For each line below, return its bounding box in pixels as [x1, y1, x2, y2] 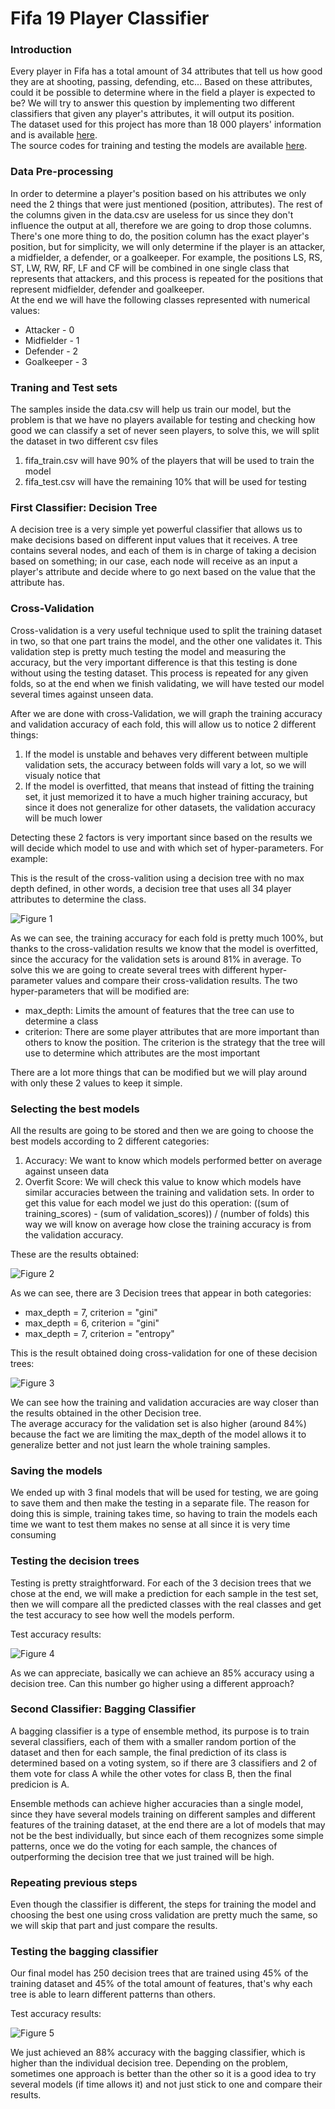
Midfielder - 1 [24, 334, 80, 346]
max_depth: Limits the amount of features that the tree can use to [24, 1004, 295, 1016]
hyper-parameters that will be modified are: [10, 985, 190, 997]
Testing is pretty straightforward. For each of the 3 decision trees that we [10, 1577, 312, 1589]
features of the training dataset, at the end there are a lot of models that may [10, 1818, 326, 1831]
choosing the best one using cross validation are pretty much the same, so [10, 1909, 318, 1921]
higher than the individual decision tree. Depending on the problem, [10, 2057, 289, 2069]
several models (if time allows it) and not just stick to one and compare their [10, 2078, 323, 2091]
